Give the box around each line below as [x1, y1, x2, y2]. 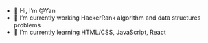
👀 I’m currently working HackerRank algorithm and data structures [13, 14, 201, 22]
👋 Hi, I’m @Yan [13, 7, 56, 14]
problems [13, 21, 41, 29]
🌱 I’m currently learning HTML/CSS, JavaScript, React [13, 28, 166, 36]
